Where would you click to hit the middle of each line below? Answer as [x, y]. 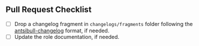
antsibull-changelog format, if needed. [62, 30]
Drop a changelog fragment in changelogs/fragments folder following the [103, 24]
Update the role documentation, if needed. [67, 37]
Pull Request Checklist [49, 10]
